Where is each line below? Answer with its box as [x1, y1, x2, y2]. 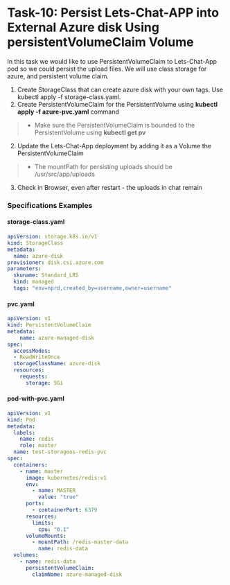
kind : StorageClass [7, 239, 64, 247]
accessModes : [13, 347, 51, 354]
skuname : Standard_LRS [13, 272, 79, 279]
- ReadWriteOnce [13, 353, 60, 361]
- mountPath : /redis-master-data [32, 539, 129, 545]
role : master [19, 442, 57, 449]
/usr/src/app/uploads [34, 170, 96, 178]
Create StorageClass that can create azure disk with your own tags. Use [17, 85, 224, 94]
